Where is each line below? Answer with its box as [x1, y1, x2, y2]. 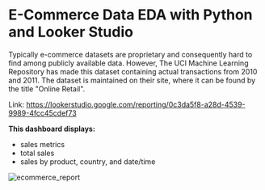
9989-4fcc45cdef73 [8, 108, 77, 118]
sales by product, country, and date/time [19, 156, 156, 167]
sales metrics [19, 139, 65, 149]
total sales [19, 148, 55, 158]
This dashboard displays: [8, 124, 95, 133]
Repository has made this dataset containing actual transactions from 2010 [8, 66, 258, 76]
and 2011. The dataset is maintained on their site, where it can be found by [8, 75, 256, 85]
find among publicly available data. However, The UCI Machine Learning [8, 58, 249, 68]
